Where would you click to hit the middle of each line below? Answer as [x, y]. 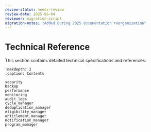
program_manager [21, 125]
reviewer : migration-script [34, 18]
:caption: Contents [25, 74]
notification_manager [27, 120]
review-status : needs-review [34, 9]
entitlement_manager [26, 116]
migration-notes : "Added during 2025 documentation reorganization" [76, 23]
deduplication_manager [28, 108]
